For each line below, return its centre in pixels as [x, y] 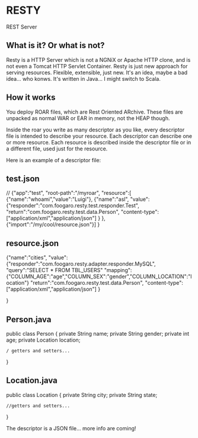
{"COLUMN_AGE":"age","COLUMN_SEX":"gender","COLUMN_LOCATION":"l [99, 276]
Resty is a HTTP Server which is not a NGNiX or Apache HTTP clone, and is [98, 59]
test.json [23, 179]
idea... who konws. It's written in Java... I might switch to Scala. [84, 78]
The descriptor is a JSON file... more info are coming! [71, 428]
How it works [31, 98]
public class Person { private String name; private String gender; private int [98, 334]
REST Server [22, 27]
